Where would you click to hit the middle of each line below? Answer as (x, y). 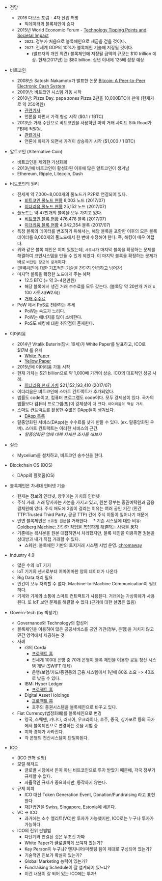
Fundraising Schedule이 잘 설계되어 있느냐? (67, 867)
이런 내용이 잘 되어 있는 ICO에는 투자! (60, 873)
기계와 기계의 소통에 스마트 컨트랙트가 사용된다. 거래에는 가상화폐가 (81, 596)
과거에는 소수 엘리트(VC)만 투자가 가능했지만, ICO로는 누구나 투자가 (89, 818)
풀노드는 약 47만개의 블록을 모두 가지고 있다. (60, 213)
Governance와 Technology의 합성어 (53, 623)
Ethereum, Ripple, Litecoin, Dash (50, 174)
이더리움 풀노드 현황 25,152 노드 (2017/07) (65, 206)
